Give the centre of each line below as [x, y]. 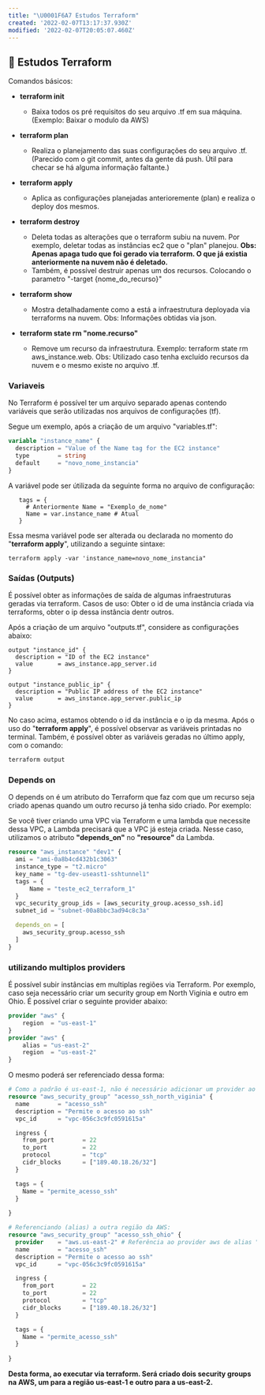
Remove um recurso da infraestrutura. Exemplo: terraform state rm [140, 349]
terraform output [37, 760]
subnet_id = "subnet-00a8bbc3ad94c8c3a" [82, 911]
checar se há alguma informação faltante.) [100, 167]
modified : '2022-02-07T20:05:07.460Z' [72, 30]
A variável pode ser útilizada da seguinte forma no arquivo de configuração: [131, 486]
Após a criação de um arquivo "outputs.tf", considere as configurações [123, 628]
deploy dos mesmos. [65, 207]
